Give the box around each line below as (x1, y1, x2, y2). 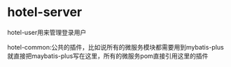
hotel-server (7, 4, 83, 20)
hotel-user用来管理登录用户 (7, 28, 87, 36)
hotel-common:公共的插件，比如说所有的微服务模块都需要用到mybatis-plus (7, 43, 224, 51)
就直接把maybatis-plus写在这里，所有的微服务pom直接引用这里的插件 (7, 52, 209, 60)
